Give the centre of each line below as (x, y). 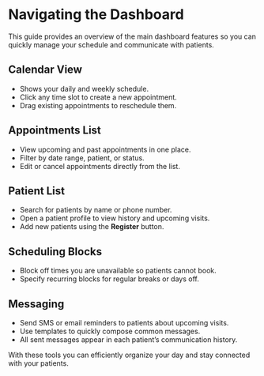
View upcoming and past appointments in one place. (105, 149)
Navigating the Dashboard (96, 15)
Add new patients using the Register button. (92, 227)
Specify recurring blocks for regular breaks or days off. (109, 279)
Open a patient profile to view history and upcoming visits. (115, 218)
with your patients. (38, 363)
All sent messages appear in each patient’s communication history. (128, 340)
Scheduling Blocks (55, 252)
